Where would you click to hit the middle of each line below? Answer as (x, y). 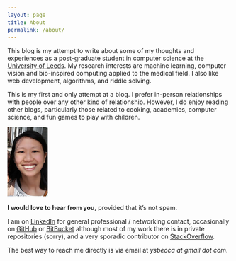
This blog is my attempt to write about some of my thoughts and (101, 51)
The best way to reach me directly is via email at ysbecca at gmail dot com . (118, 250)
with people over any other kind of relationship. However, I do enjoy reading (118, 102)
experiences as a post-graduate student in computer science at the (106, 58)
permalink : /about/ (36, 30)
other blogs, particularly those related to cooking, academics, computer (112, 110)
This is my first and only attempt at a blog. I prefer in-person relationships (115, 95)
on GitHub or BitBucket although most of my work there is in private (106, 229)
